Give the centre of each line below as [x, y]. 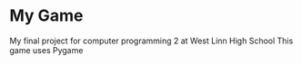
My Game [46, 16]
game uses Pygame [46, 50]
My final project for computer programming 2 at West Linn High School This [151, 41]
